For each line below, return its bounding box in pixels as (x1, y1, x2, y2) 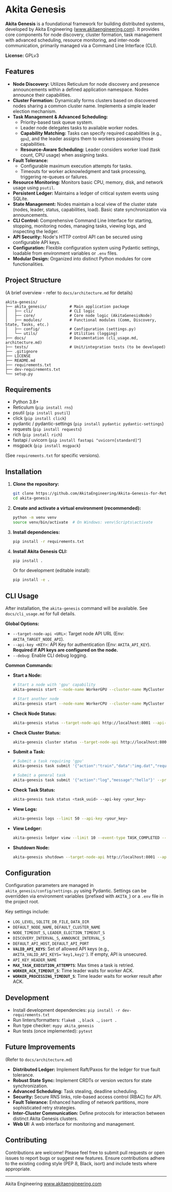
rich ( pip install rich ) (12, 431, 62, 438)
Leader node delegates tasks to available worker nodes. (20, 124, 139, 130)
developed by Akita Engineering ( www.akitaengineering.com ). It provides (5, 26, 160, 32)
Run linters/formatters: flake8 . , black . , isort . (12, 1017, 117, 1023)
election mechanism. (12, 108, 57, 114)
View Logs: (12, 806, 37, 812)
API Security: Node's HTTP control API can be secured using (12, 234, 143, 240)
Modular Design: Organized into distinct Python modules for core (12, 255, 152, 261)
